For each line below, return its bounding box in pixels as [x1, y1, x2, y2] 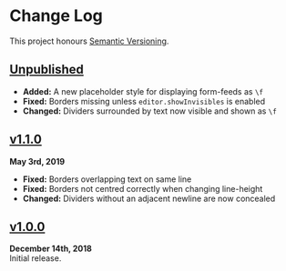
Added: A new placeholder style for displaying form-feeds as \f [22, 85, 264, 96]
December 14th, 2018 [9, 243, 93, 255]
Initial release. [9, 253, 62, 264]
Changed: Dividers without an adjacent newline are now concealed [22, 193, 276, 204]
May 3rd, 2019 [9, 156, 66, 166]
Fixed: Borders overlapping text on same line [22, 174, 192, 185]
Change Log [9, 5, 103, 26]
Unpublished [9, 62, 84, 77]
